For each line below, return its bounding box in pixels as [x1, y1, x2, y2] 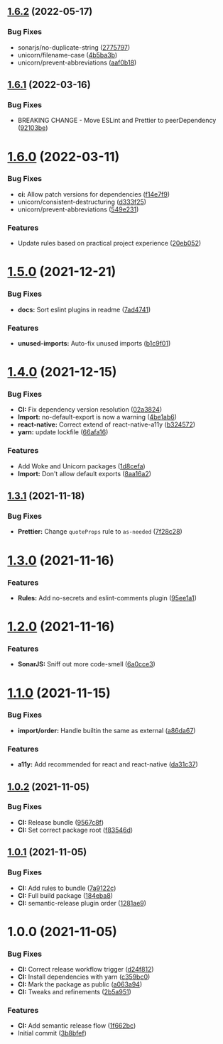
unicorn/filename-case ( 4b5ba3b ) [17, 50, 118, 59]
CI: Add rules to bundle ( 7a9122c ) [17, 884, 116, 892]
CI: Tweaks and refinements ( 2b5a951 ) [17, 988, 131, 996]
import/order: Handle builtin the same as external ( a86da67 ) [17, 726, 196, 735]
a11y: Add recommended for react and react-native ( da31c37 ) [17, 760, 199, 769]
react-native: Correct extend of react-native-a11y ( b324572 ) [17, 420, 196, 429]
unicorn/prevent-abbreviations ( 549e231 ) [17, 205, 139, 214]
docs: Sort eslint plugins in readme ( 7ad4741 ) [17, 305, 151, 314]
